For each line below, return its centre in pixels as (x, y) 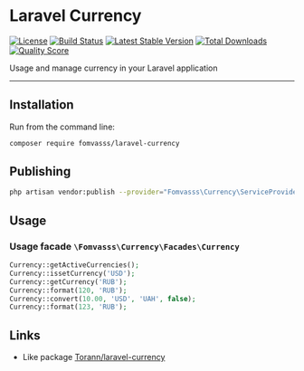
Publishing (40, 171)
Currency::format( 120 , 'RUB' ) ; (68, 290)
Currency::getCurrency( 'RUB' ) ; (68, 281)
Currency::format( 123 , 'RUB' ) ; (68, 307)
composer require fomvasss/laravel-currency (95, 143)
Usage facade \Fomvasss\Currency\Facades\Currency (124, 246)
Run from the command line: (62, 127)
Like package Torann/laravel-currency (94, 357)
